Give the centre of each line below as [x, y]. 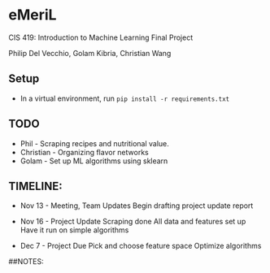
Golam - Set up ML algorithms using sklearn [94, 161]
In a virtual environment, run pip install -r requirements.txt [125, 98]
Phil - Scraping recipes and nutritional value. [94, 143]
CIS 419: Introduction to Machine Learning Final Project [101, 37]
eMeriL [33, 15]
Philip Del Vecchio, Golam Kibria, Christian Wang [90, 53]
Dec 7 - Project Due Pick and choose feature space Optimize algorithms [141, 246]
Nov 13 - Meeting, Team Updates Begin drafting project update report [137, 206]
